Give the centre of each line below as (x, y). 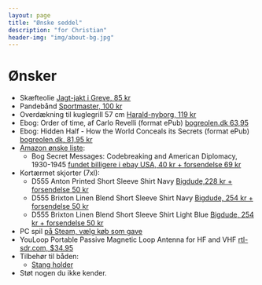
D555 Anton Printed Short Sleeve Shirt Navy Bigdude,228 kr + (132, 181)
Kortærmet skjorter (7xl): (59, 173)
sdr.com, (34, 248)
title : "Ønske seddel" (45, 23)
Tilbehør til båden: (49, 257)
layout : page (30, 15)
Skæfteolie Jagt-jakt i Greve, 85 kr (75, 98)
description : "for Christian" (58, 30)
